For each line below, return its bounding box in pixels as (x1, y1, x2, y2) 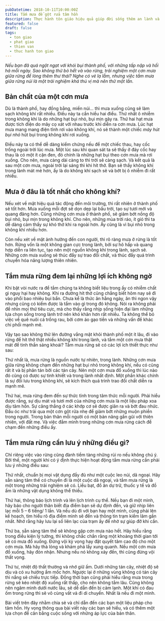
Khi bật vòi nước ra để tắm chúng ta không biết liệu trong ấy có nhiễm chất (5, 285, 157, 291)
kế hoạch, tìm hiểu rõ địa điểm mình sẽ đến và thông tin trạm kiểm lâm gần (5, 513, 157, 519)
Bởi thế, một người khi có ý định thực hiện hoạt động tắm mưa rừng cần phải (5, 457, 160, 463)
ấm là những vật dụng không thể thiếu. (5, 487, 84, 493)
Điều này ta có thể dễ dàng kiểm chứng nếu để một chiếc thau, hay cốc (5, 142, 150, 148)
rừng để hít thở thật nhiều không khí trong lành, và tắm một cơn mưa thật (5, 336, 153, 342)
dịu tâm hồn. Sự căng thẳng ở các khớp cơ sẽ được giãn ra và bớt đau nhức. (5, 403, 159, 409)
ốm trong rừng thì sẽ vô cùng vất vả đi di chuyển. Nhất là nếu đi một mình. (5, 590, 156, 596)
